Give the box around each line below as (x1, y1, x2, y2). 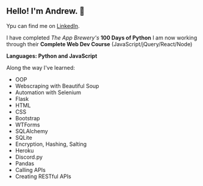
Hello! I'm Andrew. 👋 (6, 6, 85, 16)
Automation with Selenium (15, 89, 81, 96)
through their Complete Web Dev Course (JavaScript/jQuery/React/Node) (6, 40, 193, 47)
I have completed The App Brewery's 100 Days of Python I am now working (6, 34, 198, 41)
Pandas (15, 159, 35, 167)
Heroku (15, 146, 34, 154)
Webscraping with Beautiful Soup (15, 82, 99, 89)
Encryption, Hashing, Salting (15, 140, 87, 148)
